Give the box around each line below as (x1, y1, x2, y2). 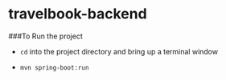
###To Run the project (8, 31, 83, 41)
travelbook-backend (8, 5, 147, 23)
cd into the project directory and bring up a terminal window (19, 46, 219, 56)
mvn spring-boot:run (19, 63, 89, 72)
